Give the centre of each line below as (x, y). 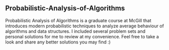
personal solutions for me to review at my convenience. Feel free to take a (82, 36)
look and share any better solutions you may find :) (58, 42)
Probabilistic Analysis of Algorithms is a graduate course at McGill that (78, 20)
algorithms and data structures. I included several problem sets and (75, 31)
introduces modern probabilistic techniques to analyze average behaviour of (84, 26)
